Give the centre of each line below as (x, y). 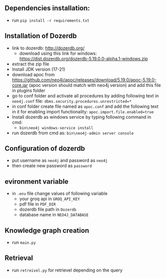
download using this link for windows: (58, 53)
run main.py (24, 243)
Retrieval (19, 258)
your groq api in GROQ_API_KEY (50, 199)
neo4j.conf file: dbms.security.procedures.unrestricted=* (72, 101)
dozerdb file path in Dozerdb (48, 210)
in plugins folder (28, 90)
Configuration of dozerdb (45, 148)
